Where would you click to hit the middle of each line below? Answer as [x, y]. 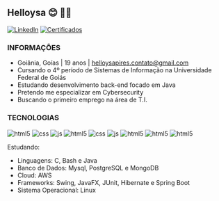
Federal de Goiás [42, 78]
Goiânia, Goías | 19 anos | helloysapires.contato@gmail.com [103, 63]
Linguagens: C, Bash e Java [57, 161]
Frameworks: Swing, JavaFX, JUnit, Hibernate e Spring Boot [103, 183]
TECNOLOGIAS [33, 118]
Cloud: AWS [34, 175]
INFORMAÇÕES [34, 47]
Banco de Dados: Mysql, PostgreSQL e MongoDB [88, 168]
